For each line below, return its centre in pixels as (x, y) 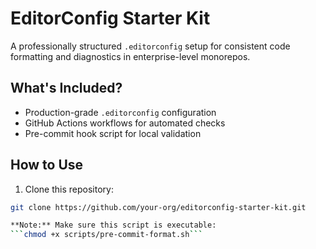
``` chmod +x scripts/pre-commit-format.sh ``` (106, 235)
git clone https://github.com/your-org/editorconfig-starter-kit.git (158, 207)
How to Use (47, 165)
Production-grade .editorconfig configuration (120, 112)
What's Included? (66, 88)
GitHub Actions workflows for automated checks (125, 123)
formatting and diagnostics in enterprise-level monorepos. (130, 56)
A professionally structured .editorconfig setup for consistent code (150, 46)
